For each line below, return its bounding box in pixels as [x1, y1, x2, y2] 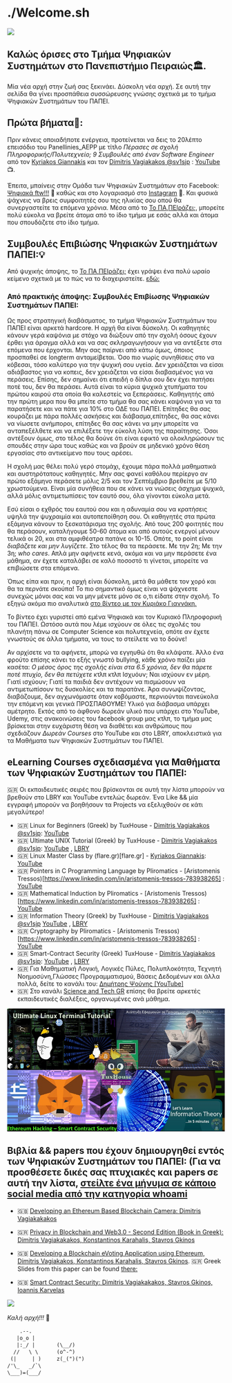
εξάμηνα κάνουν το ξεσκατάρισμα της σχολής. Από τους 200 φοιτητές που [7, 519, 224, 527]
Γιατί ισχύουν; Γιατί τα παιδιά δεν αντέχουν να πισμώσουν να [7, 677, 186, 686]
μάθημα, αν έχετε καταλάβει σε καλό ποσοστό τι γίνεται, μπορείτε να [7, 556, 209, 565]
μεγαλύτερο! [7, 808, 45, 816]
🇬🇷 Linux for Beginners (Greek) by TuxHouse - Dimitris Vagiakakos [17, 822, 210, 830]
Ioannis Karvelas [17, 1285, 65, 1294]
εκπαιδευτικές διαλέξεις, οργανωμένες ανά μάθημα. [17, 995, 171, 1003]
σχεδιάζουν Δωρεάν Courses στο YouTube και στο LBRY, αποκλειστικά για [7, 729, 222, 737]
